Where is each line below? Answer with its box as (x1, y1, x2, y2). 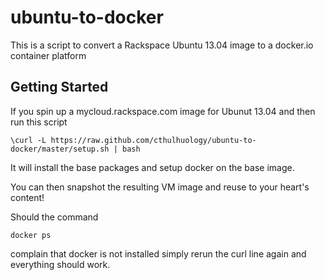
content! (10, 191, 45, 203)
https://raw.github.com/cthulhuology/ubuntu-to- (50, 135, 257, 145)
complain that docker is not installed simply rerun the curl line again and (10, 247, 307, 260)
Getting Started (10, 79, 109, 96)
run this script (10, 116, 68, 128)
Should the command (10, 211, 99, 223)
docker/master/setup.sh (10, 144, 110, 154)
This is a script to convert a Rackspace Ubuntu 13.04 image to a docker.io (10, 39, 314, 51)
